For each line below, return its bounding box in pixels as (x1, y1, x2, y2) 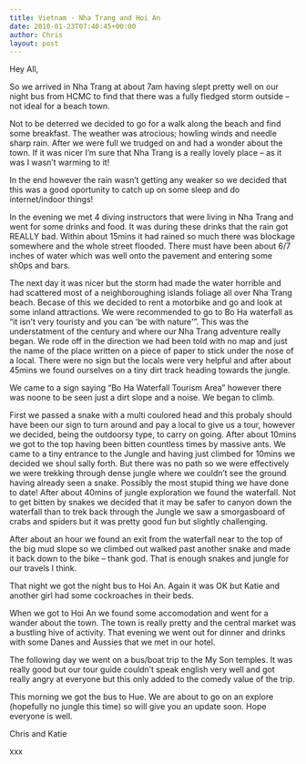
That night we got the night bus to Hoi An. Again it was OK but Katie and (9, 580, 280, 592)
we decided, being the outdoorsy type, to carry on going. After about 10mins (9, 429, 297, 440)
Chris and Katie (9, 728, 67, 739)
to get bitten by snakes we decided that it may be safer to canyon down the (9, 497, 292, 508)
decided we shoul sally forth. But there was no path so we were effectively (9, 458, 290, 469)
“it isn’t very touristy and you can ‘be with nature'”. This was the (9, 316, 249, 328)
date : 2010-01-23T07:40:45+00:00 (9, 22, 137, 31)
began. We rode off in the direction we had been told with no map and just (9, 336, 289, 347)
